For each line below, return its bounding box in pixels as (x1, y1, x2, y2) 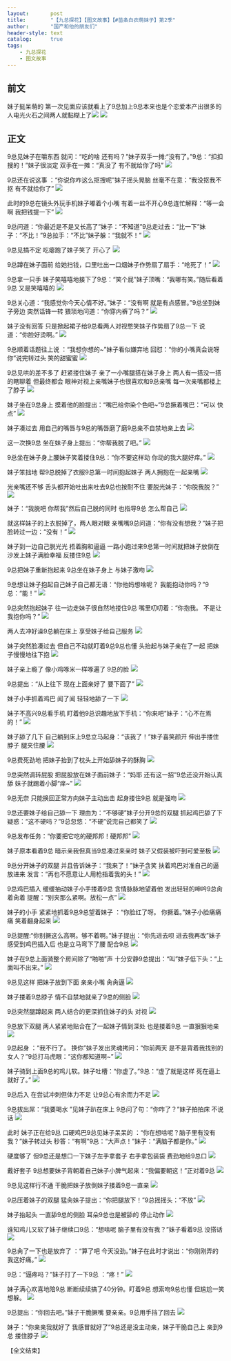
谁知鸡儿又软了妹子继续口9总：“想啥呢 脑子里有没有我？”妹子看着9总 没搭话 (7, 1225, 223, 1234)
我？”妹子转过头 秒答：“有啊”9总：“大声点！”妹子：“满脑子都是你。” (7, 1137, 198, 1145)
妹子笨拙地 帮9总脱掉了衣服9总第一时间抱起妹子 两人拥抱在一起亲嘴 (7, 468, 200, 476)
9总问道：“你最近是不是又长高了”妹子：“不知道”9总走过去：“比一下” (7, 223, 200, 231)
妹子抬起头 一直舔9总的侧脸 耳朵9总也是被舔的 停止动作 (7, 1211, 165, 1219)
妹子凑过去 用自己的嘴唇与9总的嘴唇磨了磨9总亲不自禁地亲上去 (7, 424, 186, 432)
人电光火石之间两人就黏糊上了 (7, 111, 92, 119)
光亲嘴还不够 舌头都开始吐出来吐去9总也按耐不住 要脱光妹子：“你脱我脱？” (7, 483, 219, 491)
